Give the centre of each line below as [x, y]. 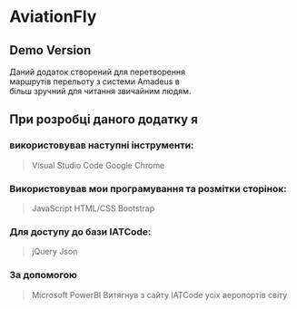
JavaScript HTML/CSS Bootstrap [93, 208]
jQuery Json [54, 252]
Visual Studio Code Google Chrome [98, 165]
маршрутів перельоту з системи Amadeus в [94, 82]
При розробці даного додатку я [104, 120]
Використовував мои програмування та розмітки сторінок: [148, 188]
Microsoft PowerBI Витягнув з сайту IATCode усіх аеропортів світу [159, 295]
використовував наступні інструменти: [102, 145]
